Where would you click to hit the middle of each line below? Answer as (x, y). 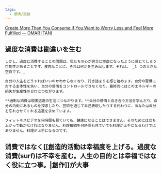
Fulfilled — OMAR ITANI (29, 33)
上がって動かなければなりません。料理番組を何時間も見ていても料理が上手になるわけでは (81, 126)
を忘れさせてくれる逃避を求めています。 (39, 111)
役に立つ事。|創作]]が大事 (50, 165)
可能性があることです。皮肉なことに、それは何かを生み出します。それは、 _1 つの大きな (81, 67)
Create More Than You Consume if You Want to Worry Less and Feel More (79, 28)
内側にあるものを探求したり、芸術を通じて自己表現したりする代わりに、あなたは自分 (84, 106)
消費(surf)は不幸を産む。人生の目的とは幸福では (78, 156)
